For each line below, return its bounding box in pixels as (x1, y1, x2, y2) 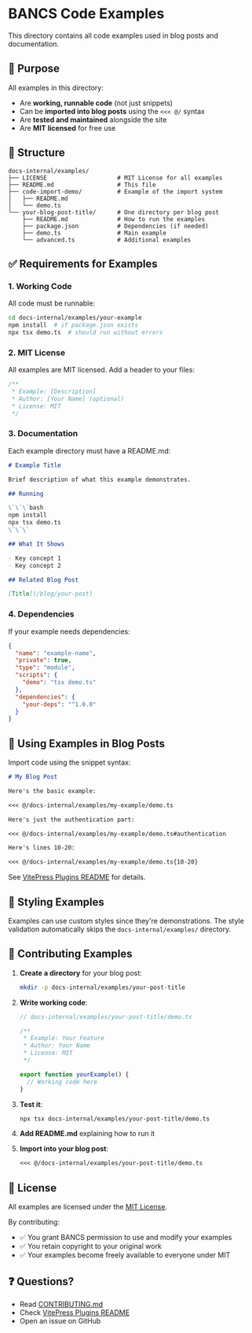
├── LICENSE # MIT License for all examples (8, 174, 223, 182)
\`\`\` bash (8, 504, 44, 512)
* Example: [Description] (11, 387, 97, 396)
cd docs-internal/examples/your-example (8, 314, 143, 322)
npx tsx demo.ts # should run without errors (8, 328, 163, 336)
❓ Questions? (8, 1275, 75, 1288)
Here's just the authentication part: (8, 816, 135, 824)
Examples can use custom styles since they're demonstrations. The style (8, 916, 245, 926)
